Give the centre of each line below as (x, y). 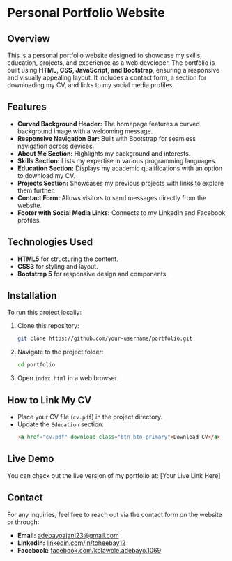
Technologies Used (50, 242)
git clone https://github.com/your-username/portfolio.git (105, 339)
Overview (29, 39)
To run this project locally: (45, 313)
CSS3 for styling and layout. (58, 266)
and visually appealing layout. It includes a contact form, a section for (107, 77)
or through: (23, 522)
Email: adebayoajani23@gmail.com (68, 535)
